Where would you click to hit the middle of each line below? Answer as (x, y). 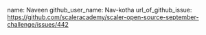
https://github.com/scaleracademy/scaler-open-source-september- (103, 17)
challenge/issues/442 (38, 24)
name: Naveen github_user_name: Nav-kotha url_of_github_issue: (100, 10)
